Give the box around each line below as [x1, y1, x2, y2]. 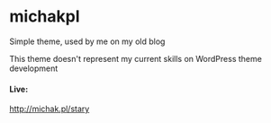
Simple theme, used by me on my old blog [9, 36, 166, 47]
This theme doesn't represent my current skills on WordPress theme [9, 53, 263, 64]
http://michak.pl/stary [9, 103, 90, 114]
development [9, 63, 59, 74]
